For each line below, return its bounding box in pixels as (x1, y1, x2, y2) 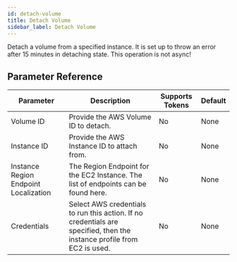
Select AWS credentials (68, 199, 147, 209)
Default (200, 96, 226, 106)
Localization (11, 188, 51, 198)
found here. (68, 188, 107, 198)
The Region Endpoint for (68, 161, 150, 171)
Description (90, 96, 130, 106)
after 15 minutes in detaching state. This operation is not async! (7, 50, 192, 58)
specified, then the (68, 226, 131, 236)
